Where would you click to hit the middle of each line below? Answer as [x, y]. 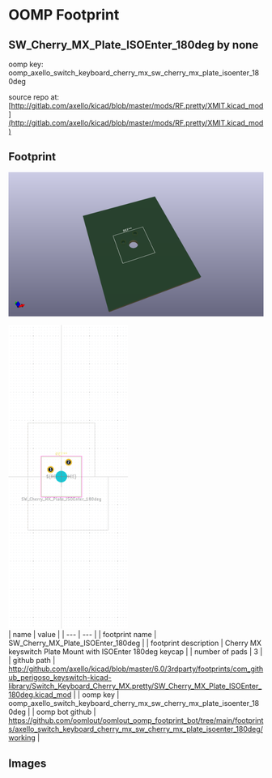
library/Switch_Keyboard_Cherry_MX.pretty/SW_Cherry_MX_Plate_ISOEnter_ [135, 687]
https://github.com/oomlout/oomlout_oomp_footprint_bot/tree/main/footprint [136, 721]
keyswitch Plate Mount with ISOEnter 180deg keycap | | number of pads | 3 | [136, 652]
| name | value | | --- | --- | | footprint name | [83, 635]
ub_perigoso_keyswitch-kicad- [60, 678]
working [22, 738]
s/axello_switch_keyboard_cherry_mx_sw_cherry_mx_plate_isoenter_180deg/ [136, 729]
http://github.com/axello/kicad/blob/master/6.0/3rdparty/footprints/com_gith [136, 669]
